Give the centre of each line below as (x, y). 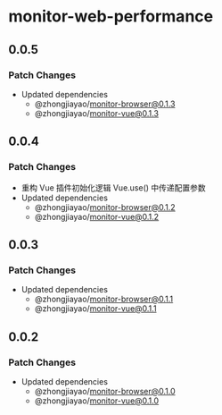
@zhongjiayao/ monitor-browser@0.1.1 (104, 299)
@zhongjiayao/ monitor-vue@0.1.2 (97, 216)
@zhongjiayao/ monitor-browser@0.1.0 (105, 391)
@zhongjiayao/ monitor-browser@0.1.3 (105, 104)
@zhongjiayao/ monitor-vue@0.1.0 (97, 401)
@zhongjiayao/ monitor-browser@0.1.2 (105, 207)
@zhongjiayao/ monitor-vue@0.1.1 (95, 309)
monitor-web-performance (111, 17)
